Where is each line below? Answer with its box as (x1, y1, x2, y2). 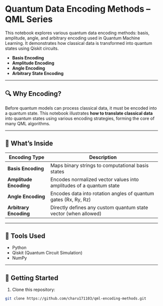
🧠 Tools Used (5, 231, 46, 240)
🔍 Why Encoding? (5, 90, 62, 98)
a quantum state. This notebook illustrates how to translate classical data (5, 110, 153, 116)
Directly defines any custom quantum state (50, 204, 148, 210)
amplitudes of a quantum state (50, 182, 120, 189)
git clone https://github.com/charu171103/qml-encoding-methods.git (5, 296, 147, 301)
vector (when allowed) (50, 210, 102, 217)
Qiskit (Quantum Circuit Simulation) (12, 250, 82, 256)
